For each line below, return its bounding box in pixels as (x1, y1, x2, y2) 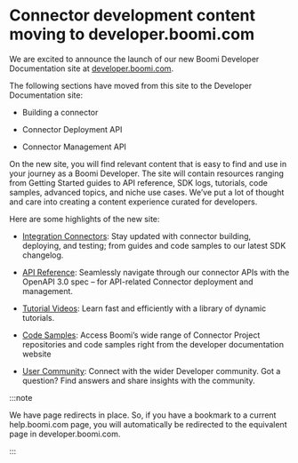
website (21, 348, 52, 359)
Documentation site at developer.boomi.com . (9, 63, 174, 74)
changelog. (21, 250, 64, 260)
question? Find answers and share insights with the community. (21, 375, 255, 386)
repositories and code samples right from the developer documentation (21, 339, 285, 349)
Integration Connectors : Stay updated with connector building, (21, 230, 252, 241)
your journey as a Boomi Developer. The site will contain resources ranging (9, 168, 285, 179)
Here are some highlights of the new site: (9, 213, 160, 224)
